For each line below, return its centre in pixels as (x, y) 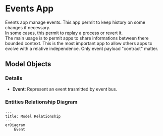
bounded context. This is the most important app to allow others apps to (79, 43)
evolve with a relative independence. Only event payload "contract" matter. (82, 48)
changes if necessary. (28, 27)
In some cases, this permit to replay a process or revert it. (64, 33)
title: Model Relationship (33, 116)
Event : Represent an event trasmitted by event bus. (65, 89)
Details (14, 78)
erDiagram (15, 125)
